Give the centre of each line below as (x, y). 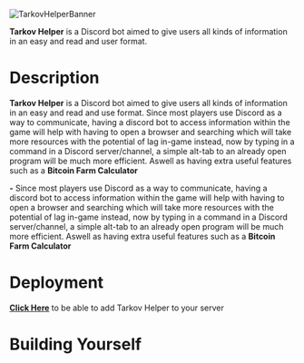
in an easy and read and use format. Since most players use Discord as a (146, 113)
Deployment (57, 283)
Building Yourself (76, 344)
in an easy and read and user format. (78, 41)
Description (54, 78)
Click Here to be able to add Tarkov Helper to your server (117, 308)
